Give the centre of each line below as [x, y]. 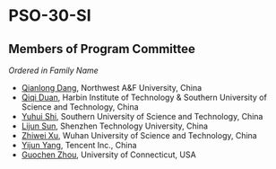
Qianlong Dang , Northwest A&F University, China [112, 88]
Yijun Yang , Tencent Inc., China [79, 145]
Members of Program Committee [102, 49]
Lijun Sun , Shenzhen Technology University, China [114, 126]
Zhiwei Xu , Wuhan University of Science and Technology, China [139, 135]
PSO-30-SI [50, 16]
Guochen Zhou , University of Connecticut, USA [108, 155]
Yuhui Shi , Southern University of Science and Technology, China [142, 116]
